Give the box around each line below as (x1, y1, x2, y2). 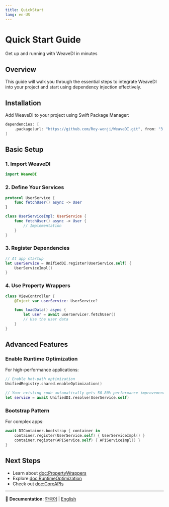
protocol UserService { (5, 195, 55, 200)
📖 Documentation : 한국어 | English (5, 496, 76, 502)
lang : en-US (5, 12, 30, 17)
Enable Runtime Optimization (5, 355, 78, 362)
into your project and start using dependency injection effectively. (5, 84, 142, 90)
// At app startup (5, 256, 44, 261)
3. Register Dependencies (5, 245, 70, 252)
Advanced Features (5, 340, 68, 349)
